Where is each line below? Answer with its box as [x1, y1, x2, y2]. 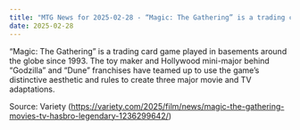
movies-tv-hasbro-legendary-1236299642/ [9, 110, 170, 121]
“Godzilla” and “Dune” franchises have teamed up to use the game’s [9, 64, 260, 76]
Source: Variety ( [9, 101, 71, 111]
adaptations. [9, 84, 55, 94]
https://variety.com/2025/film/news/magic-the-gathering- [71, 101, 285, 111]
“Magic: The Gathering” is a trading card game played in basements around [9, 45, 287, 56]
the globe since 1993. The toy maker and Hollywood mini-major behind [9, 55, 270, 66]
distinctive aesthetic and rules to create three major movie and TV [9, 74, 252, 85]
